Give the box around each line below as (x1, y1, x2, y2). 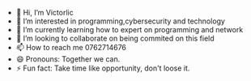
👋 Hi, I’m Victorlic (15, 8, 74, 17)
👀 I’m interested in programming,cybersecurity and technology (15, 16, 225, 26)
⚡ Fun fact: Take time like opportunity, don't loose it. (15, 63, 190, 73)
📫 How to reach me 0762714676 (15, 43, 127, 52)
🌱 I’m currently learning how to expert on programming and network (15, 25, 244, 34)
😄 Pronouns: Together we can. (15, 54, 121, 64)
